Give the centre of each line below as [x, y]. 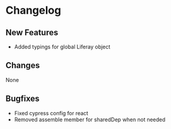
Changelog [33, 10]
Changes [23, 65]
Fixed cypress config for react [51, 113]
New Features [32, 33]
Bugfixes [23, 99]
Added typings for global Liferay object [62, 47]
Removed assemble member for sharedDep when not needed [90, 119]
